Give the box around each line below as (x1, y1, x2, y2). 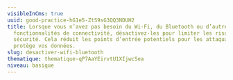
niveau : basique (7, 62, 54, 69)
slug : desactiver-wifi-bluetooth (7, 49, 104, 56)
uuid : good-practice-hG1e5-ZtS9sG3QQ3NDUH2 (7, 17, 135, 24)
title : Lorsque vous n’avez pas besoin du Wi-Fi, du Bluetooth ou (7, 23, 203, 30)
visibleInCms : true (7, 10, 64, 17)
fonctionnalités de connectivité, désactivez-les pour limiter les (13, 29, 213, 37)
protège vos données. (13, 42, 76, 49)
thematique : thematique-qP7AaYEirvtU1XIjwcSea (7, 56, 144, 63)
